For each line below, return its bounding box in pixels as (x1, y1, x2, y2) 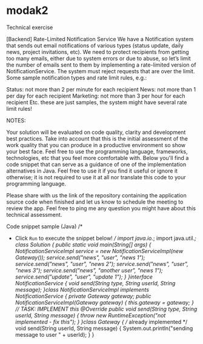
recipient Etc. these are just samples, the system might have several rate (6, 98, 187, 106)
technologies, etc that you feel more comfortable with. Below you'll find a (6, 154, 189, 161)
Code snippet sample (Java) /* (6, 222, 83, 230)
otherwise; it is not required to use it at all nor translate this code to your (6, 173, 186, 180)
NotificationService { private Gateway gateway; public (15, 292, 151, 300)
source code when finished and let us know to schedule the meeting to (6, 198, 184, 205)
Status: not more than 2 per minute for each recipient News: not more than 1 (6, 85, 196, 93)
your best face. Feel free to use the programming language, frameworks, (6, 148, 188, 155)
